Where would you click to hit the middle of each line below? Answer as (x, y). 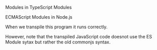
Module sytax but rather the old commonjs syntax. (58, 42)
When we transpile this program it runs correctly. (56, 27)
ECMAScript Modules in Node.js (39, 17)
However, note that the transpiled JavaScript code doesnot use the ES (79, 37)
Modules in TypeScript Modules (39, 7)
